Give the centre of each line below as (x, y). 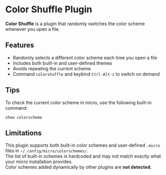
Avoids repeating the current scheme (52, 68)
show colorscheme (24, 117)
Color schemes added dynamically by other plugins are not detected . (79, 167)
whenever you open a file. (33, 29)
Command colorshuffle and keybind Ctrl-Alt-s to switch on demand (86, 74)
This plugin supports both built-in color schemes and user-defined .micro (83, 145)
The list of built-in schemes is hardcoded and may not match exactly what (83, 156)
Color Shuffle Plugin (49, 9)
